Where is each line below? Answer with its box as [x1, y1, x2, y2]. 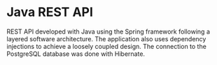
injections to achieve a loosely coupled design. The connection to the [6, 42, 207, 50]
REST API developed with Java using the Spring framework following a [6, 27, 211, 36]
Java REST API [6, 4, 94, 20]
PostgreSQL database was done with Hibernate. [6, 50, 145, 58]
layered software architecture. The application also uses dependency [6, 34, 206, 43]
